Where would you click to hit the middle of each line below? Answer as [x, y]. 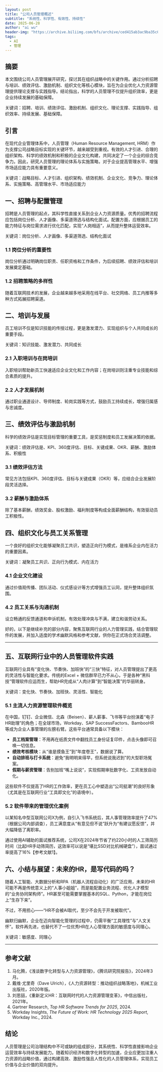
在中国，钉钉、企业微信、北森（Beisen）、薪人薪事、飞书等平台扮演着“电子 [80, 717]
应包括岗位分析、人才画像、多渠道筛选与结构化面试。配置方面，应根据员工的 [81, 220]
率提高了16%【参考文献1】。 [33, 852]
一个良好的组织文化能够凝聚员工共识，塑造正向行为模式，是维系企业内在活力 [81, 546]
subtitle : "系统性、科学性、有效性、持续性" [45, 18]
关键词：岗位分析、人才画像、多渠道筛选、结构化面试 [58, 236]
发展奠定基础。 [20, 268]
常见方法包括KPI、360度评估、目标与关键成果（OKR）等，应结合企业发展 [78, 479]
